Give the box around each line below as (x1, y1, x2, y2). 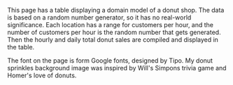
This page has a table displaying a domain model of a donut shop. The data (7, 6, 225, 14)
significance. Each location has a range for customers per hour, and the (7, 21, 214, 29)
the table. (7, 43, 35, 51)
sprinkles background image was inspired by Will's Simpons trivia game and (7, 64, 227, 72)
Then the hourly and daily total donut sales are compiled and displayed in (7, 36, 219, 44)
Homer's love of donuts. (7, 71, 77, 79)
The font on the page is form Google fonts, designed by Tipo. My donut (7, 56, 213, 65)
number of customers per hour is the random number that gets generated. (7, 28, 222, 36)
